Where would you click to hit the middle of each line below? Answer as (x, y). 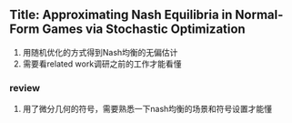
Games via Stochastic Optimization (144, 30)
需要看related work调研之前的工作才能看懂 (102, 64)
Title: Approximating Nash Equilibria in (121, 15)
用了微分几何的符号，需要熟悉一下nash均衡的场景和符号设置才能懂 (147, 109)
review (25, 87)
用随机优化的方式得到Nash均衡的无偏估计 (100, 52)
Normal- (259, 15)
